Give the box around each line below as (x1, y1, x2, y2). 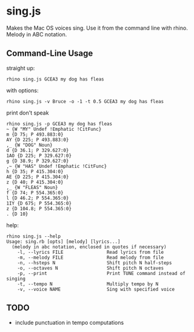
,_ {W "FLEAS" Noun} (6, 184, 59, 190)
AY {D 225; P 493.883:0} (6, 136, 69, 143)
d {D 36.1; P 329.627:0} (6, 147, 69, 153)
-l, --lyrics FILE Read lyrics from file (17, 249, 164, 255)
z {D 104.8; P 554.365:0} (6, 205, 72, 211)
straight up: (6, 64, 35, 71)
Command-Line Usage (6, 48, 93, 59)
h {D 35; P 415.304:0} (6, 168, 64, 174)
